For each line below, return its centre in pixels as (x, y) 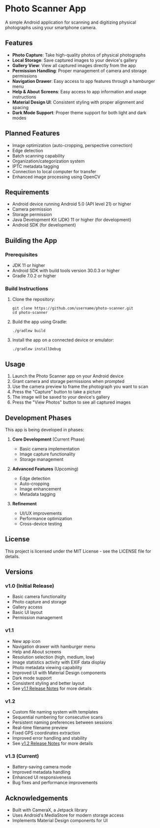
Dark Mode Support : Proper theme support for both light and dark (79, 113)
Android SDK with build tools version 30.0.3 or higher (66, 271)
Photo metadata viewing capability (47, 667)
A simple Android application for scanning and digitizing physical (71, 22)
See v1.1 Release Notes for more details (52, 688)
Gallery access (27, 607)
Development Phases (39, 418)
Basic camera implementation (50, 449)
